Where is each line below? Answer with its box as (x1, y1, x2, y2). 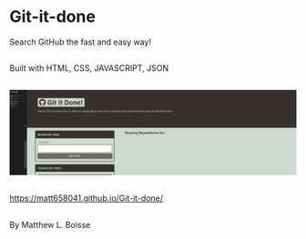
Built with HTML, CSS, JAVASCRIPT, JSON (9, 63, 169, 74)
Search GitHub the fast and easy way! (9, 36, 152, 47)
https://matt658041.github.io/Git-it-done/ (9, 193, 164, 204)
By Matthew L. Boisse (9, 219, 91, 230)
